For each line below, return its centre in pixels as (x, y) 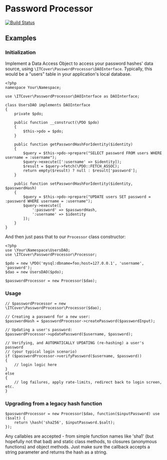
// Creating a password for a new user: (48, 317)
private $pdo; (29, 114)
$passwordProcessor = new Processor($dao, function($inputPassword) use (82, 414)
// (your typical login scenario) (41, 352)
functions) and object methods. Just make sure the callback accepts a (77, 447)
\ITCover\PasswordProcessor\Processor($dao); (53, 308)
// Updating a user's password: (39, 330)
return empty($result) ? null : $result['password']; (80, 170)
